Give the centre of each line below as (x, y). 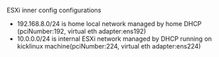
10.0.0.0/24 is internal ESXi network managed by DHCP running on (114, 39)
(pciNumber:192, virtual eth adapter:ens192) (81, 31)
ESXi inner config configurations (54, 10)
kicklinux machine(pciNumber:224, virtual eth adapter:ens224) (109, 46)
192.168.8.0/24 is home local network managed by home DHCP (109, 24)
